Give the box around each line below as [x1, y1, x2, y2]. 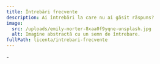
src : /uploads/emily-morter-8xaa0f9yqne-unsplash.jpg [12, 25, 151, 32]
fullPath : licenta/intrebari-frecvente [6, 37, 108, 43]
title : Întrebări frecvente [6, 8, 78, 15]
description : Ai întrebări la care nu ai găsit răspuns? [6, 14, 155, 21]
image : [6, 20, 23, 26]
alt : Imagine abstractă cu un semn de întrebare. [12, 31, 140, 37]
